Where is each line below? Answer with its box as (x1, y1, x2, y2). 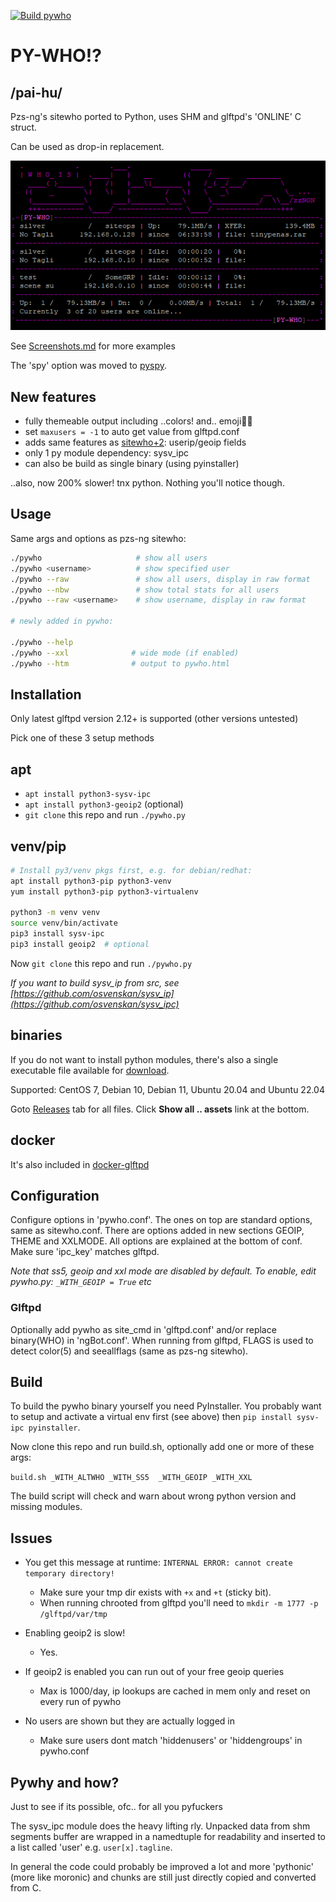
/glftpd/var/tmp (39, 1610, 108, 1620)
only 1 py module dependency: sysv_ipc (24, 447, 189, 459)
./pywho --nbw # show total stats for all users (10, 585, 280, 595)
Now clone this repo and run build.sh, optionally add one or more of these (10, 1441, 315, 1453)
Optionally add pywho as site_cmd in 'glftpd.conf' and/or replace (10, 1323, 277, 1335)
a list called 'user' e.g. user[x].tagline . (10, 1841, 173, 1854)
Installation (10, 686, 82, 703)
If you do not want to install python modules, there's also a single (10, 1053, 279, 1065)
